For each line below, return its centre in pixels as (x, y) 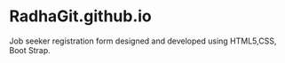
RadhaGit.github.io (81, 16)
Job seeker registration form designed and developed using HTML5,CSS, (143, 41)
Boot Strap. (30, 50)
